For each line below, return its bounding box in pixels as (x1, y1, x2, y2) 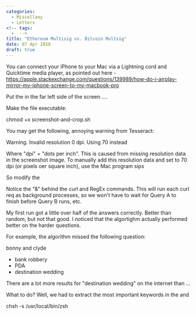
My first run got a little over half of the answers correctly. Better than (6, 209, 171, 216)
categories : (6, 8, 35, 15)
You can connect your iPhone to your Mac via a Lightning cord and (6, 63, 167, 70)
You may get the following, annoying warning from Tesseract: (6, 127, 154, 134)
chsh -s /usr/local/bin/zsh (6, 302, 68, 309)
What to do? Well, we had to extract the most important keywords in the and (6, 291, 189, 298)
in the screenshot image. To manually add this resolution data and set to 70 (6, 156, 187, 163)
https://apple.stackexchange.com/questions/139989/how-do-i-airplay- (6, 75, 177, 82)
